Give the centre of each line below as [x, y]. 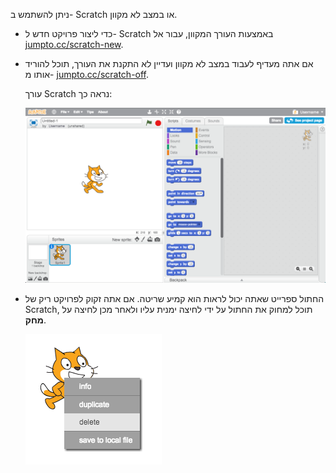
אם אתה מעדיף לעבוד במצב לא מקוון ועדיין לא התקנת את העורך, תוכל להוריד [169, 63]
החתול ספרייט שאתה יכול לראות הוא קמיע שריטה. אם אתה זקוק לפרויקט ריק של [174, 299]
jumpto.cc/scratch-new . [74, 44]
